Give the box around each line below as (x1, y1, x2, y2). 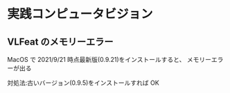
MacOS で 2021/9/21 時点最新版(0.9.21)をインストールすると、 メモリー (7, 56, 211, 63)
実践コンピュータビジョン (7, 6, 154, 22)
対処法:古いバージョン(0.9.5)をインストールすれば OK (7, 79, 159, 87)
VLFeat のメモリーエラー (7, 36, 114, 48)
